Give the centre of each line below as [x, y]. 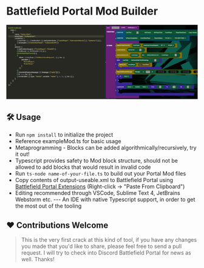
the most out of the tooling [48, 206]
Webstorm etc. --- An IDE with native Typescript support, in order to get [105, 200]
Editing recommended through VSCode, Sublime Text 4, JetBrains [97, 193]
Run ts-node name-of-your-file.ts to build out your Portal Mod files [100, 174]
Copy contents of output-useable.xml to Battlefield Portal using [94, 180]
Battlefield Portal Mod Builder [82, 11]
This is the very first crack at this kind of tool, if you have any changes [109, 239]
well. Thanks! [38, 259]
